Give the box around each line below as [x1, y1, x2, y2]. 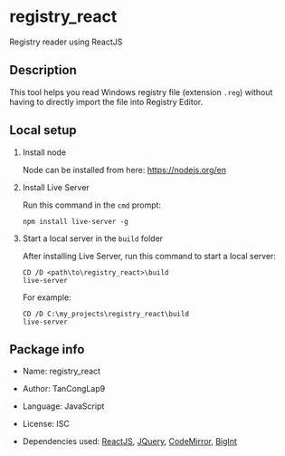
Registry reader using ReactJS [9, 36, 123, 47]
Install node [22, 147, 66, 158]
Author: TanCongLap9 [22, 383, 106, 394]
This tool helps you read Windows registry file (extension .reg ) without [9, 86, 273, 97]
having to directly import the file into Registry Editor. [9, 96, 204, 107]
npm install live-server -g [22, 217, 128, 226]
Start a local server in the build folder [22, 233, 164, 244]
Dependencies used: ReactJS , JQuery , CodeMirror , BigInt [22, 436, 238, 447]
